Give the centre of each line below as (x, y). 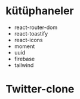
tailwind (24, 65)
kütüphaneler (40, 11)
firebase (24, 59)
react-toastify (31, 33)
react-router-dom (36, 27)
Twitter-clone (40, 89)
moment (24, 46)
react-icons (28, 40)
